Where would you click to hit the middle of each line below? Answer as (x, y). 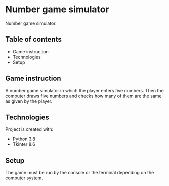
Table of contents (33, 39)
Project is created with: (29, 129)
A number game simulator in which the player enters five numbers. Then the (85, 90)
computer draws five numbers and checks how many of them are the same (83, 96)
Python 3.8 (24, 139)
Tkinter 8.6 (24, 144)
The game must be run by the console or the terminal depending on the (80, 173)
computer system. (24, 178)
